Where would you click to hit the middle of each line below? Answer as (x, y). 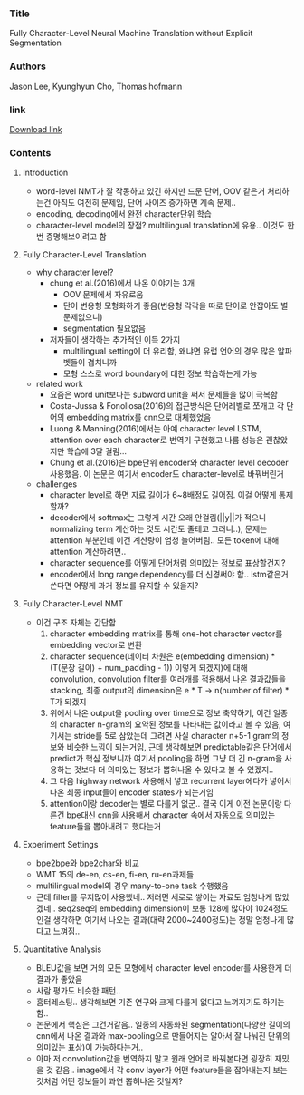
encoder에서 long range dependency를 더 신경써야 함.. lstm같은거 (169, 575)
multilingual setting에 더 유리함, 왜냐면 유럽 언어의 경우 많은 (169, 351)
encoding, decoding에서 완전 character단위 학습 (124, 214)
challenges (57, 484)
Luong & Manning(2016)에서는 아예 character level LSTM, (156, 429)
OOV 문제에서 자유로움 (103, 295)
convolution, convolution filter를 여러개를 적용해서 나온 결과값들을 (168, 679)
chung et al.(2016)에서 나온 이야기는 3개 (122, 283)
